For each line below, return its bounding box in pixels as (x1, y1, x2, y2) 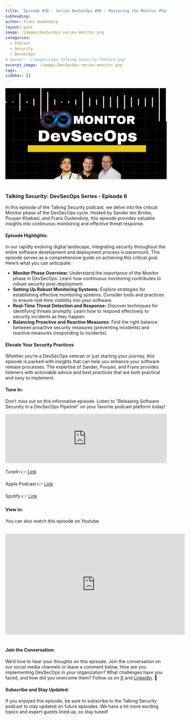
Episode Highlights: (5, 232, 48, 238)
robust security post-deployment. (12, 281, 84, 287)
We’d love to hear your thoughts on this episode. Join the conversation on (5, 658, 161, 664)
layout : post (5, 25, 33, 30)
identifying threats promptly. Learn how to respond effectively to (12, 308, 149, 314)
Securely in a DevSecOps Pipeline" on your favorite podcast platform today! (5, 403, 165, 410)
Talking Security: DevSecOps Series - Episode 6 (5, 192, 128, 199)
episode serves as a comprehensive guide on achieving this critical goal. (5, 254, 159, 261)
